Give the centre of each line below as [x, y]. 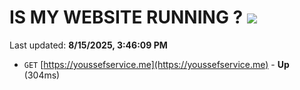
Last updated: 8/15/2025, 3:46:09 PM [88, 45]
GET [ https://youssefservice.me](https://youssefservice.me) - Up [156, 64]
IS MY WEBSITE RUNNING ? [126, 17]
